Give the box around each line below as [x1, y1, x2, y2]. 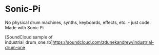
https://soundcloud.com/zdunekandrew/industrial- [52, 39, 154, 45]
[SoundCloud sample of [5, 34, 53, 40]
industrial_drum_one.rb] [5, 39, 53, 45]
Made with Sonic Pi [5, 24, 44, 30]
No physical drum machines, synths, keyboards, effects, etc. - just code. [5, 19, 151, 25]
